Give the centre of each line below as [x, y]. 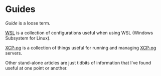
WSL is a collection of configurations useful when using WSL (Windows [79, 32]
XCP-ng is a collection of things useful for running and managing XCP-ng [81, 47]
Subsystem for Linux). [28, 38]
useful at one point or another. [36, 68]
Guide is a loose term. [28, 23]
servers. [14, 53]
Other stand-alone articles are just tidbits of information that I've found [78, 62]
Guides [21, 9]
